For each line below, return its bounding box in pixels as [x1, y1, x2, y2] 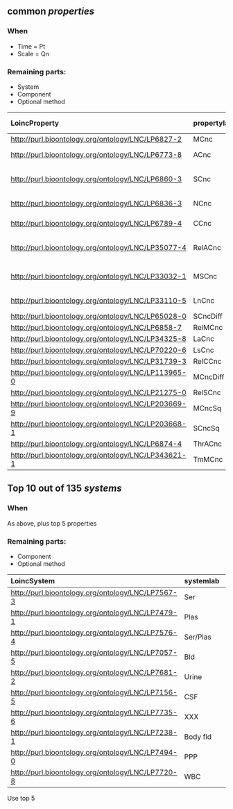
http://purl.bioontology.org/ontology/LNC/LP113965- [10, 367, 187, 377]
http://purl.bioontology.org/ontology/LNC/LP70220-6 [10, 345, 187, 355]
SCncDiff [193, 311, 223, 321]
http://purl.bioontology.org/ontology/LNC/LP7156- [10, 687, 178, 697]
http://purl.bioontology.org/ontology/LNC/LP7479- [10, 608, 178, 617]
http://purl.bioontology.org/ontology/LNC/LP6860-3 [10, 174, 182, 183]
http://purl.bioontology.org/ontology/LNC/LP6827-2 [10, 134, 182, 144]
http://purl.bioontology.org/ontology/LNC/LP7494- [10, 747, 178, 757]
